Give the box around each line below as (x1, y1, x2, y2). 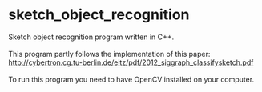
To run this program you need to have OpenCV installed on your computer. (8, 74, 255, 84)
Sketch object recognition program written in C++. (8, 32, 175, 42)
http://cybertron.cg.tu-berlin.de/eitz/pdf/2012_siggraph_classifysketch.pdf (8, 58, 254, 67)
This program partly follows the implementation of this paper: (8, 49, 211, 58)
